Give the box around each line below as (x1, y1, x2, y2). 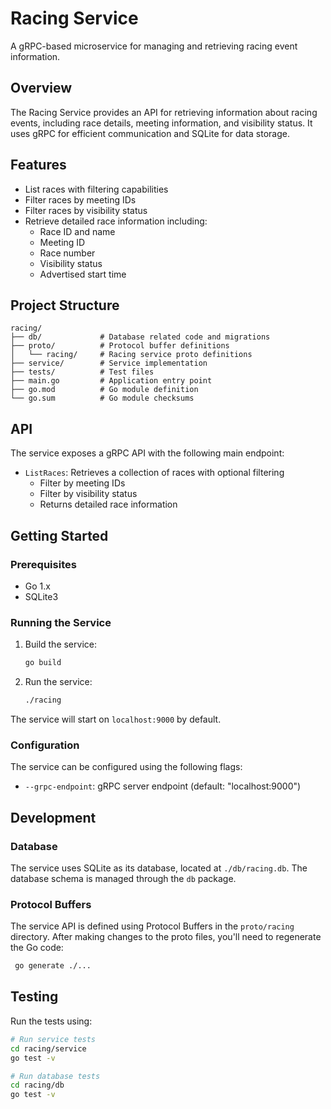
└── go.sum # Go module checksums (10, 393, 195, 404)
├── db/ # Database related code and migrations (10, 332, 271, 342)
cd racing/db (10, 1080, 65, 1091)
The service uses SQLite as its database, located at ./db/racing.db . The (10, 862, 308, 874)
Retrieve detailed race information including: (24, 215, 208, 227)
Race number (39, 247, 96, 259)
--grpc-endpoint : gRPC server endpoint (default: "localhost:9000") (24, 780, 302, 792)
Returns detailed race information (39, 498, 178, 511)
